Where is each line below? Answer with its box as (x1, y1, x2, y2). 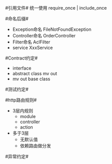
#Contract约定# (5, 55, 38, 61)
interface (12, 65, 32, 71)
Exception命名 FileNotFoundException (12, 26, 91, 32)
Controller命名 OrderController (12, 33, 76, 38)
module (20, 114, 36, 119)
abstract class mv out (12, 71, 57, 76)
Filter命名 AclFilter (12, 39, 51, 45)
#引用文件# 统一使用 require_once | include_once (5, 5, 107, 11)
